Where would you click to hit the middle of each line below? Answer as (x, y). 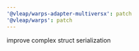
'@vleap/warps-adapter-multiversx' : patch (69, 14)
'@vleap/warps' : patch (39, 20)
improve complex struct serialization (59, 40)
